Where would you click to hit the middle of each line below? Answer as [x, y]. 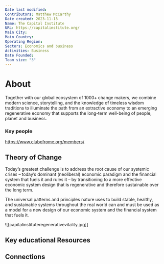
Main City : [16, 32]
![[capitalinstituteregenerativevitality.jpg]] [47, 225]
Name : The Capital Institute [35, 23]
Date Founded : [20, 55]
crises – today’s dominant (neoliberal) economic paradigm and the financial [81, 174]
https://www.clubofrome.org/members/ [45, 142]
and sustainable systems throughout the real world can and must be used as [82, 205]
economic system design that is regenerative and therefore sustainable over [82, 185]
